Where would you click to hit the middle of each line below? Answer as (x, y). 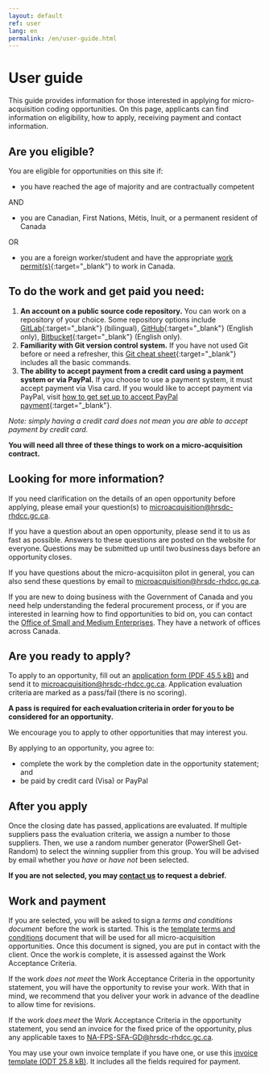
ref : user (25, 23)
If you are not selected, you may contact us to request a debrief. (118, 876)
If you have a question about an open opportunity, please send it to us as (130, 531)
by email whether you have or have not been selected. (99, 860)
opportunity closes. (40, 556)
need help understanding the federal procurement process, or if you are (128, 605)
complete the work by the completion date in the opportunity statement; (139, 764)
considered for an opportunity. (61, 717)
